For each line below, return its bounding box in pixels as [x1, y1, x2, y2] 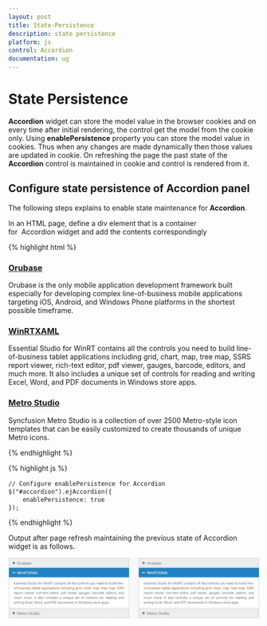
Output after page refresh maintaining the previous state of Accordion [8, 533, 238, 542]
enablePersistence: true [22, 495, 105, 503]
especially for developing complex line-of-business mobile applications [8, 289, 243, 299]
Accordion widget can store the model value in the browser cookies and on [8, 116, 257, 126]
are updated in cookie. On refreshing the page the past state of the [8, 150, 228, 159]
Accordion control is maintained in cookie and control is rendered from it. [8, 158, 249, 168]
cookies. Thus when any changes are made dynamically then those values [8, 142, 253, 151]
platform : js [8, 38, 52, 46]
